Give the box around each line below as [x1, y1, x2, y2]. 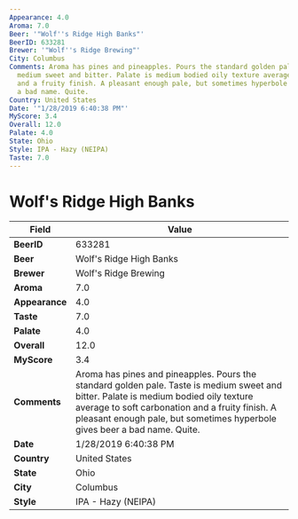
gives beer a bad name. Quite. [74, 423, 200, 436]
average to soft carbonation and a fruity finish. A [74, 401, 278, 413]
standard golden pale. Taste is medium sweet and [74, 379, 282, 391]
